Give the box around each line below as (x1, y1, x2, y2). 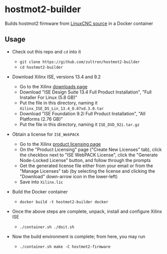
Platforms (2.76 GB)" (19, 116, 63, 122)
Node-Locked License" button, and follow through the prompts (19, 157, 151, 163)
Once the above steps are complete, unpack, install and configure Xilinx (12, 208, 162, 214)
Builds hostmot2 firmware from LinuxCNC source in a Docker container (5, 20, 153, 26)
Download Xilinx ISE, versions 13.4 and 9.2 (12, 74, 101, 80)
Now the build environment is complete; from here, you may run (12, 233, 145, 239)
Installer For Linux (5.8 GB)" (19, 94, 78, 100)
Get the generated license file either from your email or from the (19, 163, 153, 169)
